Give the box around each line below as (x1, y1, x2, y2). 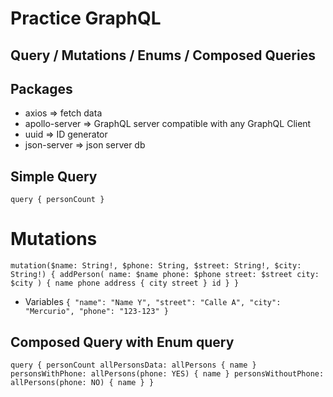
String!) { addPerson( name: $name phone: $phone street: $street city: (10, 270, 320, 280)
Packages (10, 80, 73, 97)
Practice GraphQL (10, 7, 162, 30)
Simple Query (10, 168, 98, 185)
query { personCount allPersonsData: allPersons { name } (10, 360, 257, 370)
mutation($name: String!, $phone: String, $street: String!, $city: (10, 261, 302, 271)
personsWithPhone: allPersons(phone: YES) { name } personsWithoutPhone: (10, 368, 325, 379)
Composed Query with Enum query (10, 333, 235, 351)
